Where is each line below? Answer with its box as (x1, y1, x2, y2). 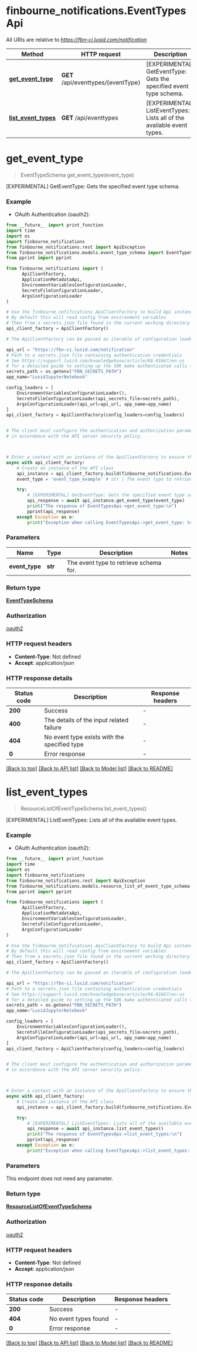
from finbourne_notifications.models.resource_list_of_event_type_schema (6, 883, 191, 889)
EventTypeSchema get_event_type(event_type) (20, 171, 134, 178)
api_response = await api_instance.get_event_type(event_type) (27, 498, 185, 504)
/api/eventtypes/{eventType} (61, 78, 141, 86)
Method (21, 50, 44, 58)
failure (43, 724, 62, 732)
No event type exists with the (43, 733, 124, 741)
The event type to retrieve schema (66, 558, 162, 567)
